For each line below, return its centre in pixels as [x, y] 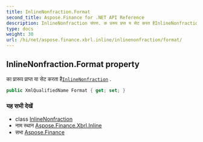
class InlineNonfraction [44, 119]
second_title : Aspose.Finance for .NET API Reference [76, 18]
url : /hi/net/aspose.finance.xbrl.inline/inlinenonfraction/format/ [94, 40]
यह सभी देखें [20, 106]
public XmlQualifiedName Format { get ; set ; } [66, 90]
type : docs [20, 29]
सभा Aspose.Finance [40, 132]
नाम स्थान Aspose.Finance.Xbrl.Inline [58, 125]
